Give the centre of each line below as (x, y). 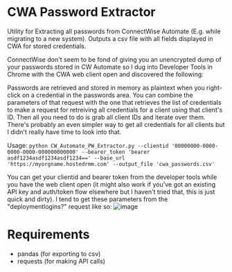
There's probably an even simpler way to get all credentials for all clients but (116, 124)
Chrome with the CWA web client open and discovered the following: (106, 74)
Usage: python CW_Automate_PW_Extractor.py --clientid (88, 145)
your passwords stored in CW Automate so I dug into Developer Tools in (110, 67)
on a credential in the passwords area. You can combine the (107, 95)
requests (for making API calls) (61, 261)
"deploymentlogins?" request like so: (60, 206)
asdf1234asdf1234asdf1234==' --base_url (66, 158)
